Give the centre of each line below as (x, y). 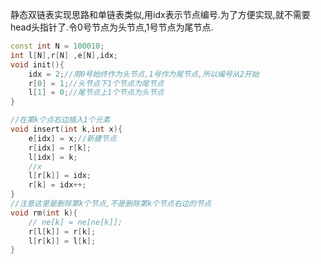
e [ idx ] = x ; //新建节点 (72, 138)
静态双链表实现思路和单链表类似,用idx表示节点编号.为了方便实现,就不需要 (160, 14)
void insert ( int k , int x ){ (66, 129)
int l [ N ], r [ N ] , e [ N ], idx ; (64, 55)
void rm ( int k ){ (44, 213)
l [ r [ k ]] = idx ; (60, 176)
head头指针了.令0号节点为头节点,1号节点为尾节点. (112, 27)
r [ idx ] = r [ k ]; (60, 148)
